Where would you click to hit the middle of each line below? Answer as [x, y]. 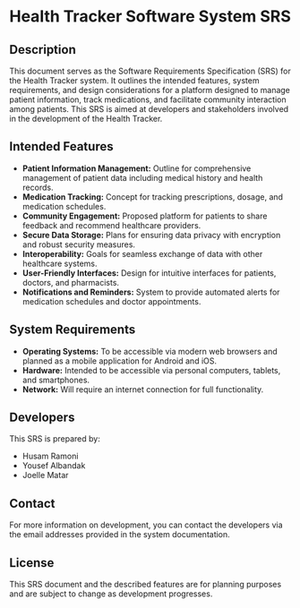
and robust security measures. [79, 244]
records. [38, 187]
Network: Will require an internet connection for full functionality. [143, 389]
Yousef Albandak [54, 466]
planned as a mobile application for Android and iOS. [120, 361]
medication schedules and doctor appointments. [111, 301]
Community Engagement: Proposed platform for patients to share [145, 216]
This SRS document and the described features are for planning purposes [146, 585]
